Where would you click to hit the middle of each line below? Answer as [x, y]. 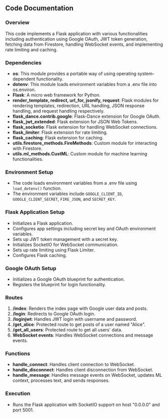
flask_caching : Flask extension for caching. [58, 137]
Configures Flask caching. [39, 255]
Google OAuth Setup [31, 268]
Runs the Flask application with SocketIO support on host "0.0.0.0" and [86, 404]
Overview [17, 23]
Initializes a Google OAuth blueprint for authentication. [68, 279]
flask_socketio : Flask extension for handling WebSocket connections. [85, 127]
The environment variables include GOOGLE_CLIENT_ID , [68, 194]
